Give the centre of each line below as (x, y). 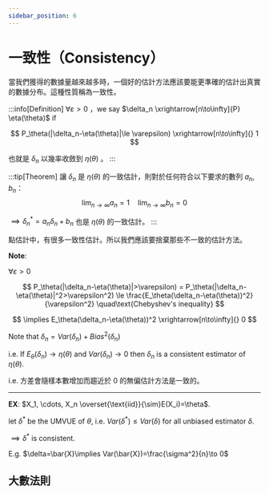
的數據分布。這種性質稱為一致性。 (64, 91)
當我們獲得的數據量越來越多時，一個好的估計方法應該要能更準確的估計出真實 (134, 82)
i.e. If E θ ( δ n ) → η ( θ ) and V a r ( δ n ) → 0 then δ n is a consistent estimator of (127, 355)
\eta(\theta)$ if (32, 118)
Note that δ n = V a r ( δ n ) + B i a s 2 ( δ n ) (64, 337)
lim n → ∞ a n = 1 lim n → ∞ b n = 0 (134, 203)
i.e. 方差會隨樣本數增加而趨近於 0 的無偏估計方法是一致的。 (106, 381)
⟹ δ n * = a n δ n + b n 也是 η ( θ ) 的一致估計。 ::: (84, 222)
